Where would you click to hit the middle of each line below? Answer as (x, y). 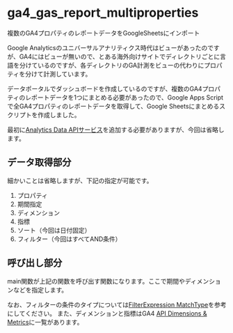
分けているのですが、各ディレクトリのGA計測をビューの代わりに (112, 65)
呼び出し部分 (35, 263)
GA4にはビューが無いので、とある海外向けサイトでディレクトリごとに (120, 56)
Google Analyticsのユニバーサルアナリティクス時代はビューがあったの (107, 47)
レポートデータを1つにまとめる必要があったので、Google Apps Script (124, 97)
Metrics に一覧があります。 (45, 322)
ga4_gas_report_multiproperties (103, 13)
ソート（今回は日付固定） (54, 230)
